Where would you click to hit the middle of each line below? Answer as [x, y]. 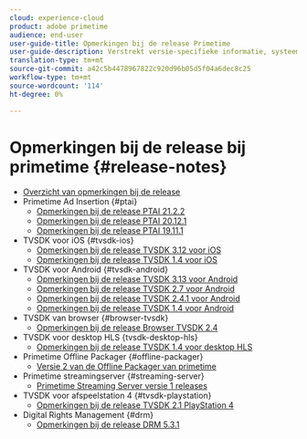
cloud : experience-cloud [57, 18]
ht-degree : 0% [37, 94]
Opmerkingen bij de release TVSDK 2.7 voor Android [136, 289]
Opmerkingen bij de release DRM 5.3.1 [108, 424]
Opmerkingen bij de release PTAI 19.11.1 [110, 231]
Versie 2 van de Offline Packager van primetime [126, 367]
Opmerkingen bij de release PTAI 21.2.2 [111, 212]
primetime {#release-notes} [118, 167]
